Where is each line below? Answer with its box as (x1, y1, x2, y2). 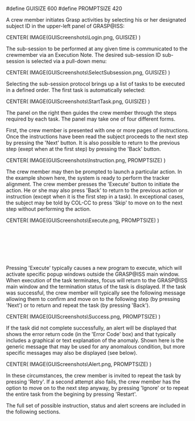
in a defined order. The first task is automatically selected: (6, 87, 146, 93)
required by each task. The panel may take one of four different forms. (6, 115, 176, 122)
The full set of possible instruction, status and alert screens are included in (6, 402, 186, 409)
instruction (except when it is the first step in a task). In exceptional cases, (6, 193, 184, 200)
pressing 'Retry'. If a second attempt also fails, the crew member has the (6, 378, 181, 385)
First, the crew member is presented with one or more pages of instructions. (6, 127, 190, 134)
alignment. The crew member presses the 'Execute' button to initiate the (6, 181, 180, 187)
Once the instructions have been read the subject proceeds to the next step (6, 133, 188, 140)
